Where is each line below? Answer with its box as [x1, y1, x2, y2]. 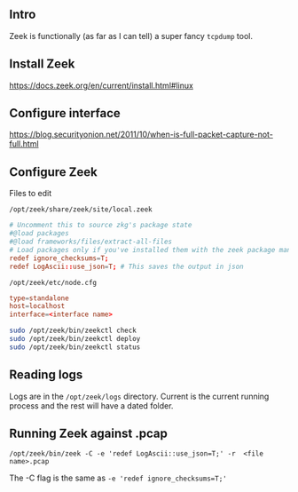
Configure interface [9, 106, 122, 121]
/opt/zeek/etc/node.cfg [9, 278, 98, 287]
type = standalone [9, 293, 69, 303]
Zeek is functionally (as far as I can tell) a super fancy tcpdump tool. [9, 30, 253, 41]
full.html [9, 139, 39, 149]
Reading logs [9, 368, 83, 383]
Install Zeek [9, 57, 75, 72]
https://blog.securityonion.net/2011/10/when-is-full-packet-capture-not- [9, 129, 273, 140]
